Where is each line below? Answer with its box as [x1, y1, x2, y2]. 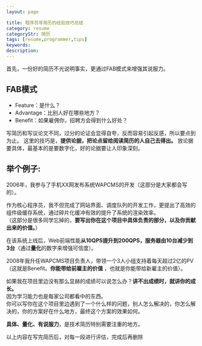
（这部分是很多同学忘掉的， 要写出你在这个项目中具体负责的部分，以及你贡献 [6, 216, 196, 224]
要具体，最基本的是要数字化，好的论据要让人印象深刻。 [6, 144, 143, 151]
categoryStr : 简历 [6, 31, 50, 37]
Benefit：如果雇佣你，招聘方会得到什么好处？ [14, 116, 128, 124]
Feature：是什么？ [14, 101, 61, 109]
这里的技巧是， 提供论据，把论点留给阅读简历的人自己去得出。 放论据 [23, 137, 194, 144]
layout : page [6, 8, 39, 15]
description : [6, 48, 39, 54]
